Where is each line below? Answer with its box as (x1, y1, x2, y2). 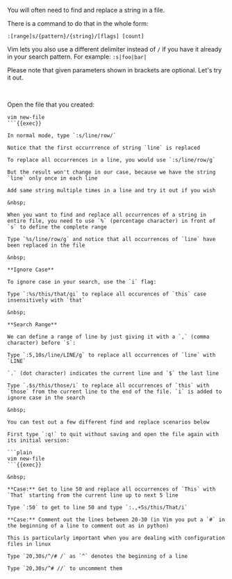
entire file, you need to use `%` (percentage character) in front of (7, 217, 216, 224)
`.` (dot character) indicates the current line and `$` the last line (7, 370, 219, 377)
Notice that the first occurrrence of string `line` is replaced (7, 144, 200, 151)
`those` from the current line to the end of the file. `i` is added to (7, 388, 222, 395)
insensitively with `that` (7, 297, 85, 304)
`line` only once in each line (7, 175, 98, 182)
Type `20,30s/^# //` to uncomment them (7, 565, 123, 572)
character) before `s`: (7, 339, 76, 346)
